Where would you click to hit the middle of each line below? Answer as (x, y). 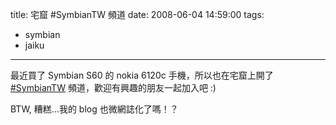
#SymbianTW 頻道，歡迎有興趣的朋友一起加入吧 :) (113, 87)
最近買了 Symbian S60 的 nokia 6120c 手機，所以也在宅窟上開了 (142, 75)
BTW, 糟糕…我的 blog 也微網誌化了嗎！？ (94, 109)
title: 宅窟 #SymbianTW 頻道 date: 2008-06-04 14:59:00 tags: (137, 14)
